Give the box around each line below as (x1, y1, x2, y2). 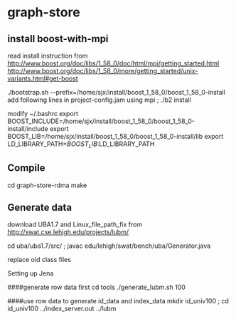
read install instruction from (7, 51, 88, 60)
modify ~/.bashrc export (7, 110, 79, 117)
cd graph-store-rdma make (7, 181, 87, 189)
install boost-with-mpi (7, 33, 109, 45)
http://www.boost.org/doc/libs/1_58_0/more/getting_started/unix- (7, 67, 198, 75)
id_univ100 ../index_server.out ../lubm (7, 304, 117, 313)
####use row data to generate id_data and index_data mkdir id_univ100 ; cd (7, 297, 230, 305)
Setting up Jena (7, 269, 54, 278)
